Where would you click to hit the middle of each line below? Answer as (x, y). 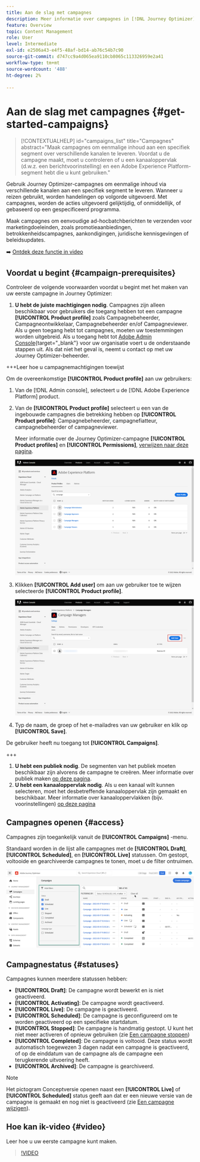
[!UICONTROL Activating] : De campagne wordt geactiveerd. (89, 1003)
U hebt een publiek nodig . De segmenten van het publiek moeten (95, 766)
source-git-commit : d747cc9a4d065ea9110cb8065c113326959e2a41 (85, 57)
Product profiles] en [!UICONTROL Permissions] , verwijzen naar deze (101, 445)
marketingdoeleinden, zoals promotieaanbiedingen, (69, 227)
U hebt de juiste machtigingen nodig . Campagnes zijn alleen (90, 305)
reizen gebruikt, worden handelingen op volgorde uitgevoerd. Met (87, 197)
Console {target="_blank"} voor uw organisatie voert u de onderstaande (102, 343)
